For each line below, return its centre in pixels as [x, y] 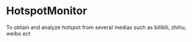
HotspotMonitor [47, 11]
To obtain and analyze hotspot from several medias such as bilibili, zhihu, [96, 27]
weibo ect [19, 33]
